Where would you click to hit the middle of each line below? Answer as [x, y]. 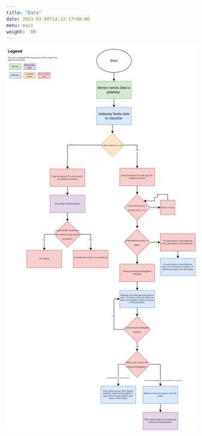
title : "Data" [24, 13]
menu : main [20, 25]
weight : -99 [21, 32]
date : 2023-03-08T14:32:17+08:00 [48, 19]
